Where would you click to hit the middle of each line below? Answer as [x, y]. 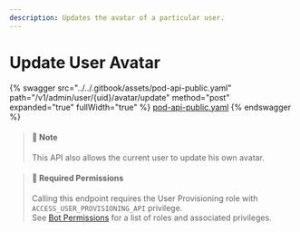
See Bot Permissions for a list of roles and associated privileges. [151, 217]
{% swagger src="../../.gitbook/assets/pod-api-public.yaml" [121, 88]
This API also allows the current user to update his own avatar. [148, 157]
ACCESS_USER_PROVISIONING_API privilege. [107, 208]
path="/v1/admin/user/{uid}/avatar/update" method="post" [120, 97]
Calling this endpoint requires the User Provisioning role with [145, 198]
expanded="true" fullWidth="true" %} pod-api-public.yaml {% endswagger [150, 107]
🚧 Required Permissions [77, 179]
